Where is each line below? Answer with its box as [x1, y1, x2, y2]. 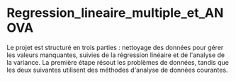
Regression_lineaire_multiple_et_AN [6, 5, 224, 21]
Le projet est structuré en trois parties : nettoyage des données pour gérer [6, 43, 224, 51]
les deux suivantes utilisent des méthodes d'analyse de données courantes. [6, 66, 228, 74]
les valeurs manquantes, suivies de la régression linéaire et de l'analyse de [6, 51, 225, 59]
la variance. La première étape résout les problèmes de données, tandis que [6, 58, 230, 66]
